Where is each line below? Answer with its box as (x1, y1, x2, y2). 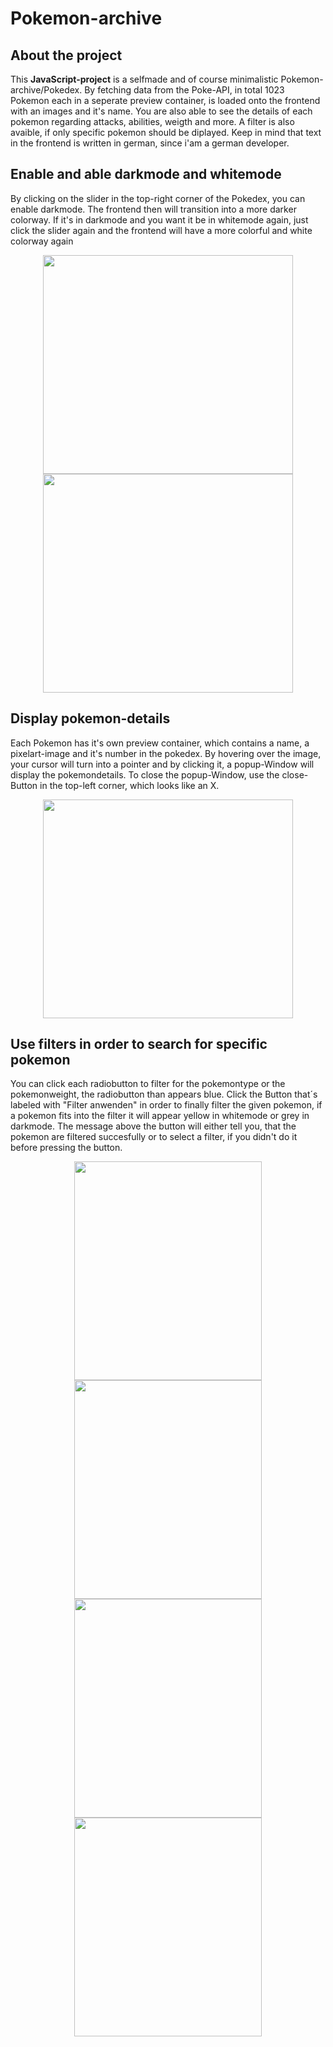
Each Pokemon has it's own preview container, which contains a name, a (10, 737, 310, 749)
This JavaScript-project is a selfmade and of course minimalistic (10, 73, 279, 85)
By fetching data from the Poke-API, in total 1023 (84, 84, 285, 96)
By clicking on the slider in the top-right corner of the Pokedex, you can (10, 192, 306, 204)
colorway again (10, 235, 74, 247)
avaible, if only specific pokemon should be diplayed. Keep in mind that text (10, 127, 322, 138)
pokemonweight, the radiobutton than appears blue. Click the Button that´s (10, 1088, 318, 1101)
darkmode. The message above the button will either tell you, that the (10, 1120, 297, 1132)
